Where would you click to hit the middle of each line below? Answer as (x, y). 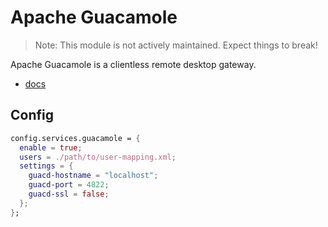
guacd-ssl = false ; (69, 194)
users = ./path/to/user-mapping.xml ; (98, 157)
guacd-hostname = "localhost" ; (93, 176)
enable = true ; (51, 147)
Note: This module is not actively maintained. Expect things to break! (176, 45)
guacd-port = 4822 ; (69, 185)
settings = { (46, 166)
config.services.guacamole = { (75, 138)
